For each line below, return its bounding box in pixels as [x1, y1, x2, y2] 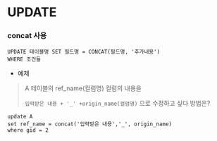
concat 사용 [7, 31, 47, 41]
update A [7, 114, 33, 121]
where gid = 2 [7, 127, 49, 134]
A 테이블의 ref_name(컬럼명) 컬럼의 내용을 [24, 84, 142, 92]
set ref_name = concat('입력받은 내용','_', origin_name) [7, 121, 173, 128]
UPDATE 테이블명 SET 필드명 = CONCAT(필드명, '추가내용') [7, 49, 161, 56]
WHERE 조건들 [7, 56, 41, 63]
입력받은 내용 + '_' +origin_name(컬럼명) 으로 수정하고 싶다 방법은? [24, 99, 211, 108]
